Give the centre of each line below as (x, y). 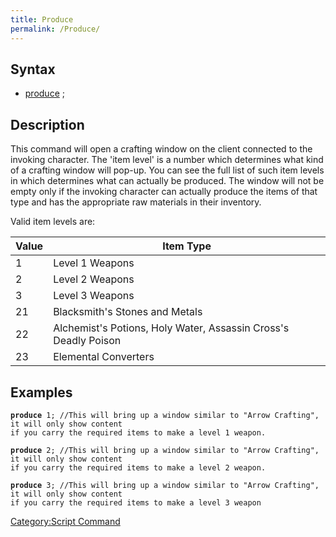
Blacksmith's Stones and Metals (128, 312)
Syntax (33, 69)
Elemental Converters (104, 357)
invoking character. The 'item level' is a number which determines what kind (167, 160)
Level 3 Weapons (94, 296)
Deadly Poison (87, 341)
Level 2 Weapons (94, 279)
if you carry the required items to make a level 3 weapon (136, 502)
